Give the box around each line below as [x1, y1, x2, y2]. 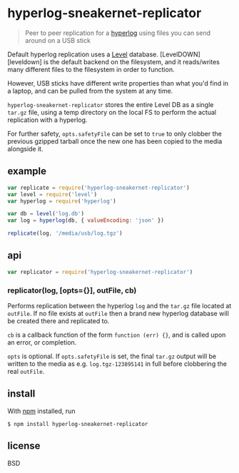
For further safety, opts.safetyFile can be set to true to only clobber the [7, 129, 223, 138]
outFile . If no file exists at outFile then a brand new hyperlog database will [7, 309, 230, 317]
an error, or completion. [7, 337, 77, 347]
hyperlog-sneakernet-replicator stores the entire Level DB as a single [7, 100, 214, 108]
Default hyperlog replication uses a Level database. [7, 50, 159, 59]
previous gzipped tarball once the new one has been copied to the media [7, 137, 223, 146]
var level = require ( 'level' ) [7, 190, 98, 198]
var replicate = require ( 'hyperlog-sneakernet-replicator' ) [7, 184, 190, 191]
